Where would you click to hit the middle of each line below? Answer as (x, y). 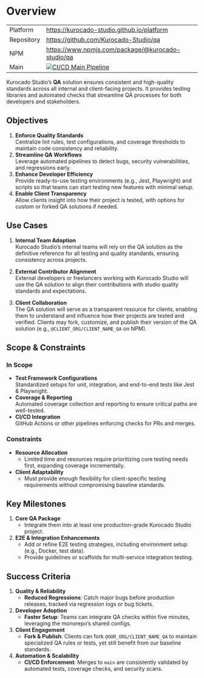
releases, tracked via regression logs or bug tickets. (89, 604)
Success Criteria (39, 576)
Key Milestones (36, 504)
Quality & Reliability (40, 591)
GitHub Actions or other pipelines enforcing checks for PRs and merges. (105, 424)
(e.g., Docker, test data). (54, 551)
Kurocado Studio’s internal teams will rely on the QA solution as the (99, 246)
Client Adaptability (39, 472)
